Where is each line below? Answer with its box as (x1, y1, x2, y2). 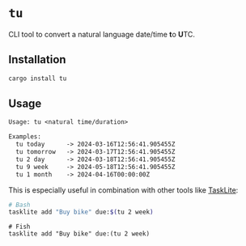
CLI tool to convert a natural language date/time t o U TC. (8, 29, 196, 39)
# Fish (8, 223, 31, 231)
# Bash (8, 201, 31, 209)
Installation (8, 53, 66, 66)
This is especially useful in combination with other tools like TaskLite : (8, 184, 239, 195)
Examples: (8, 133, 42, 141)
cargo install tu (8, 74, 67, 83)
